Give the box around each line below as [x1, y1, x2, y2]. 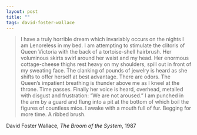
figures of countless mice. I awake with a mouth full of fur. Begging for [20, 104, 192, 112]
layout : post [6, 8, 38, 15]
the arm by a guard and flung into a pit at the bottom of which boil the [20, 98, 189, 106]
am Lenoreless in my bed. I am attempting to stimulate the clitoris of [20, 42, 185, 49]
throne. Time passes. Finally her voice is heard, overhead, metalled [20, 86, 183, 93]
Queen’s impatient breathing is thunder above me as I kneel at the [20, 80, 180, 87]
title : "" [6, 14, 31, 20]
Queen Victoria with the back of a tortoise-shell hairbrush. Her [20, 48, 172, 55]
